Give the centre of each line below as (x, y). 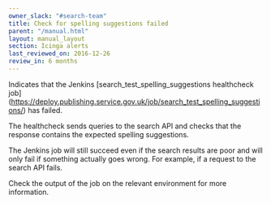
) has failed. (43, 110)
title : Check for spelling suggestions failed (88, 24)
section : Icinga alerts (49, 46)
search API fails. (36, 167)
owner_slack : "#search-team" (58, 16)
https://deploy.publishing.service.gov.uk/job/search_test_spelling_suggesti (135, 101)
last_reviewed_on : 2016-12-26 (60, 54)
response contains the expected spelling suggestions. (99, 134)
